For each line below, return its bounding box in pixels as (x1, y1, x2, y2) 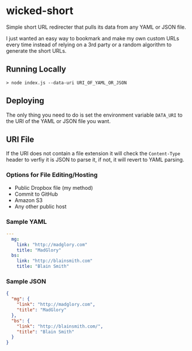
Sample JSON (6, 277, 46, 285)
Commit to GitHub (14, 190, 59, 197)
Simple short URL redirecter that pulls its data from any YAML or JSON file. (6, 23, 186, 30)
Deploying (6, 96, 44, 106)
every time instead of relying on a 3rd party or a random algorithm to (6, 41, 172, 48)
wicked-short (6, 4, 74, 18)
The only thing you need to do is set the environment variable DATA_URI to (6, 111, 183, 118)
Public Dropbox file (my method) (14, 184, 94, 191)
